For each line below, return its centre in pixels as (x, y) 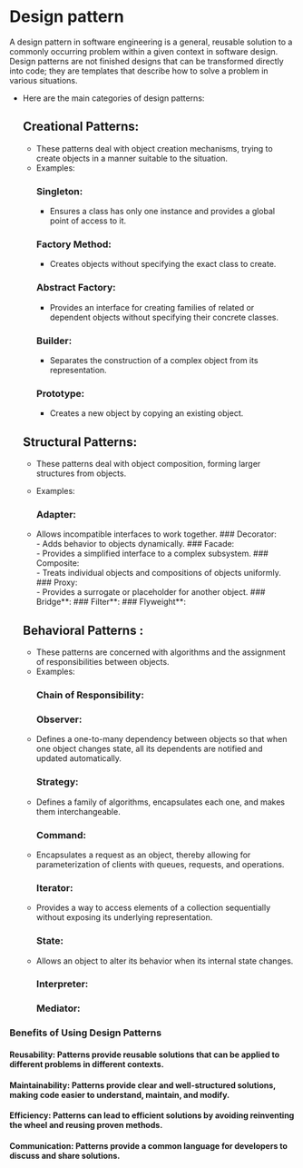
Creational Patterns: (81, 127)
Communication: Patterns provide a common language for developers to (149, 1145)
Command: (61, 835)
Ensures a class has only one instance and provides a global (162, 212)
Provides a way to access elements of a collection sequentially (153, 908)
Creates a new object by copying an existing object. (147, 413)
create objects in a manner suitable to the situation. (132, 158)
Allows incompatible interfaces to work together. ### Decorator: (156, 534)
